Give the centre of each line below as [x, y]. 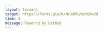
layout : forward [21, 9]
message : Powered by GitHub [33, 23]
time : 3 [13, 18]
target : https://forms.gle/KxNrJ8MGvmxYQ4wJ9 [51, 14]
